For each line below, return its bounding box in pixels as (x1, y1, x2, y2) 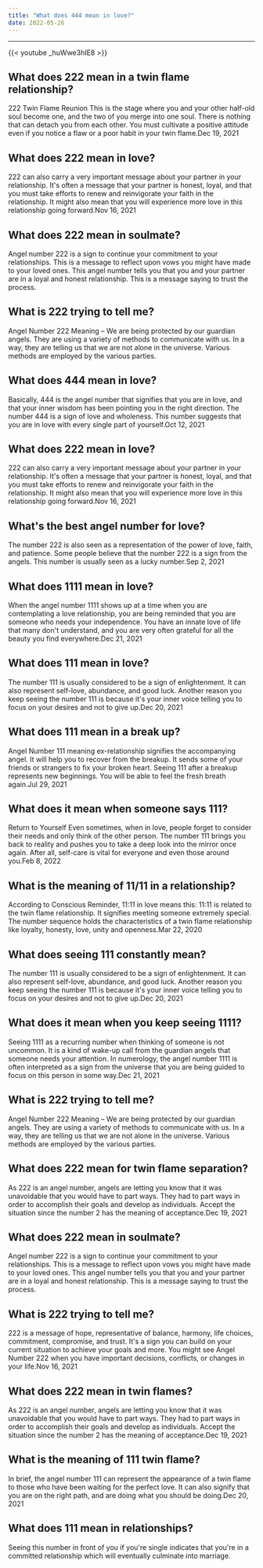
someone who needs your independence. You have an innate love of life (8, 617, 241, 627)
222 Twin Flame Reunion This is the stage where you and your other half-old (8, 104, 255, 113)
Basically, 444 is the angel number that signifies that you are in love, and (8, 394, 243, 404)
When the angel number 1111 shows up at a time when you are (8, 601, 207, 609)
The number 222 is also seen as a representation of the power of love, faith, (8, 540, 253, 550)
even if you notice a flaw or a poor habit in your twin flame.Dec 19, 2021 (8, 129, 240, 138)
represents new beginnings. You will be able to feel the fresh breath (8, 771, 226, 780)
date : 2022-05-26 (8, 19, 65, 27)
